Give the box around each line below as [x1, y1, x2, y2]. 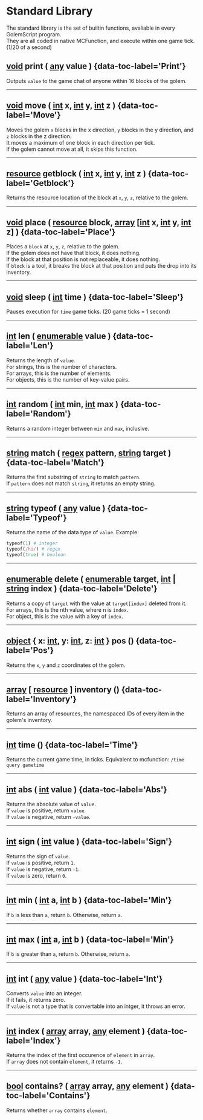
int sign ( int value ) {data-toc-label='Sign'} [6, 837, 172, 847]
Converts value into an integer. [6, 990, 83, 997]
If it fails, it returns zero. [6, 996, 65, 1004]
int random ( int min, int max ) [6, 399, 119, 409]
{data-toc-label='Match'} [6, 457, 105, 468]
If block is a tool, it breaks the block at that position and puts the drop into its [6, 262, 197, 270]
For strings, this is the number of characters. [6, 363, 117, 370]
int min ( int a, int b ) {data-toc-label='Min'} [6, 895, 172, 906]
